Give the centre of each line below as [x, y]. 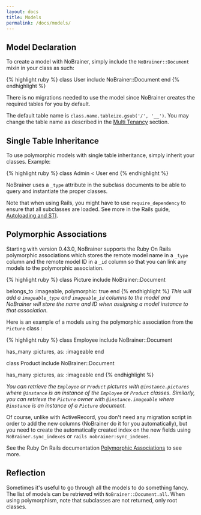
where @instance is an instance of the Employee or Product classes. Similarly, [100, 393]
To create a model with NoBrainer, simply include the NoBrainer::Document [98, 62]
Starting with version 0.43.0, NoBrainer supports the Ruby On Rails [88, 249]
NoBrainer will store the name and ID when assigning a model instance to [97, 304]
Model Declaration [41, 47]
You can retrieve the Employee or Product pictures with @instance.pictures [98, 386]
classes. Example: [28, 162]
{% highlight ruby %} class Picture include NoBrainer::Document [86, 279]
